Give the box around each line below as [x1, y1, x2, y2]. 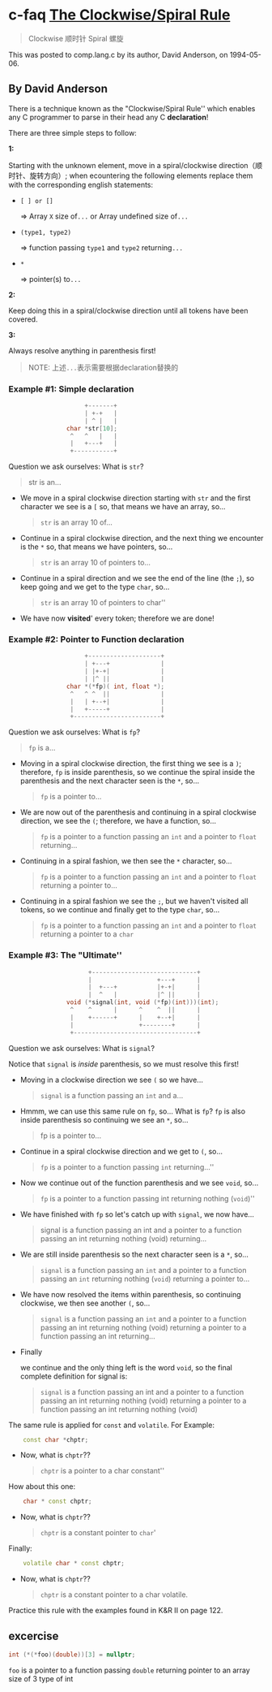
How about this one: [8, 1482, 76, 1491]
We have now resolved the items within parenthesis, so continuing [19, 1289, 241, 1299]
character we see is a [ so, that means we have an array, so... [19, 502, 226, 512]
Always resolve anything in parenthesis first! [8, 345, 156, 355]
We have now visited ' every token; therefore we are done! [19, 613, 215, 623]
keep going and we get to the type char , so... [19, 582, 170, 592]
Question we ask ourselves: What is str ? [8, 461, 144, 472]
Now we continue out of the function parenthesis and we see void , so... [19, 1178, 259, 1188]
